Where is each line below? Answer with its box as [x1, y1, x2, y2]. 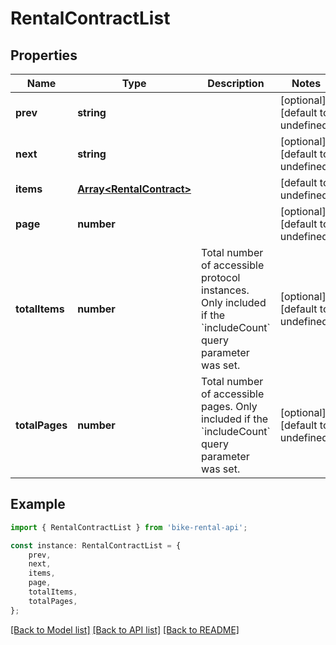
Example [10, 496, 66, 513]
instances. [201, 283, 250, 297]
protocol [201, 271, 241, 284]
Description [207, 77, 265, 90]
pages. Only [201, 400, 258, 413]
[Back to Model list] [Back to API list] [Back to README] [10, 623, 240, 636]
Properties [10, 47, 78, 64]
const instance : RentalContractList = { [10, 540, 182, 551]
